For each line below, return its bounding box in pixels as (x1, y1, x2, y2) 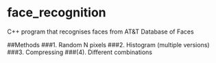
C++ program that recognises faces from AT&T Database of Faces (7, 27, 194, 36)
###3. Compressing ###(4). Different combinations (7, 48, 153, 56)
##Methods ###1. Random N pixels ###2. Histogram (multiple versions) (7, 40, 211, 49)
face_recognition (7, 5, 106, 21)
